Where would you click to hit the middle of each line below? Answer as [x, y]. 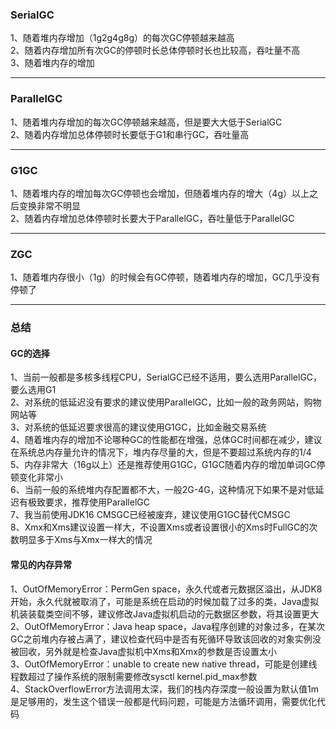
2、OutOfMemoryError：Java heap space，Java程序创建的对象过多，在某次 [168, 626]
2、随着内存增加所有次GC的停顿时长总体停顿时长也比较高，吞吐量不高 [155, 50]
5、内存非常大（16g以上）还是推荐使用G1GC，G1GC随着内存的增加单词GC [163, 465]
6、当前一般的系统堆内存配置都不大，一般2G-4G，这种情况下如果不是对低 [163, 490]
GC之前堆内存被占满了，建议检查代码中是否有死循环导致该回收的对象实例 [161, 639]
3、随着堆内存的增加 [52, 63]
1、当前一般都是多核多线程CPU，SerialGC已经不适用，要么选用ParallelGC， [166, 377]
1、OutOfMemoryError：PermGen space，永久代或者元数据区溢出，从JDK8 [166, 589]
